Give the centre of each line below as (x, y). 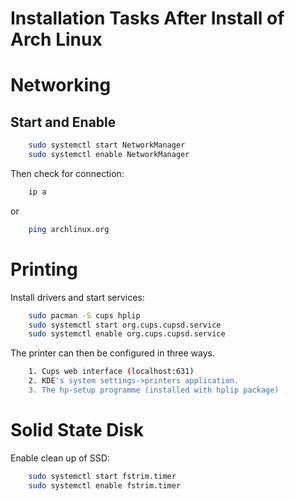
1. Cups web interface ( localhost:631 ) (111, 372)
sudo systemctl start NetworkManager (107, 145)
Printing (44, 269)
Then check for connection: (67, 173)
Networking (61, 85)
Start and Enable (63, 122)
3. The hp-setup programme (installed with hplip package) (154, 390)
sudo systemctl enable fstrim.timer (105, 485)
